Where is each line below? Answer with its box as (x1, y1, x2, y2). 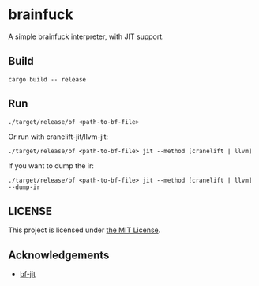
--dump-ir (8, 183, 41, 191)
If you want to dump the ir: (8, 160, 95, 171)
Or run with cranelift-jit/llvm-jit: (8, 132, 109, 141)
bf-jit (19, 269, 36, 279)
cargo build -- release (8, 75, 87, 84)
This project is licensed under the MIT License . (8, 225, 161, 235)
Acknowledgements (8, 248, 110, 262)
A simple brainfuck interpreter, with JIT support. (8, 32, 164, 41)
